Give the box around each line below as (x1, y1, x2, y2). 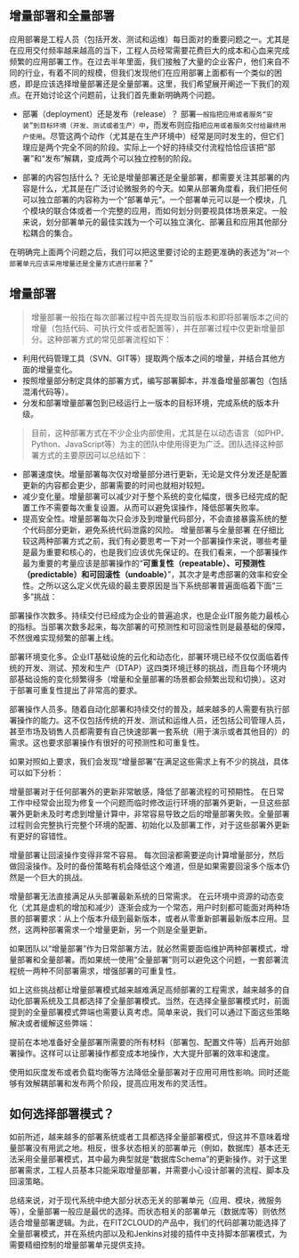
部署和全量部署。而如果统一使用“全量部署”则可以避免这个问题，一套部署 (16, 954, 282, 965)
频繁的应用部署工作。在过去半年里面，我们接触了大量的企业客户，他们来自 (9, 56, 282, 67)
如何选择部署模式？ (9, 1107, 115, 1122)
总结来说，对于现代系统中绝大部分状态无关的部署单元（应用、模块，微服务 (9, 1195, 282, 1205)
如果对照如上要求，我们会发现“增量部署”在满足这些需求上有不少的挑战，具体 (9, 756, 289, 766)
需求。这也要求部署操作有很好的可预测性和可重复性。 (9, 737, 205, 747)
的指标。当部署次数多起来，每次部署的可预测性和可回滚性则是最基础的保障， (9, 621, 290, 632)
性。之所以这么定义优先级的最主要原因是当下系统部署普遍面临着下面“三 (21, 580, 283, 591)
